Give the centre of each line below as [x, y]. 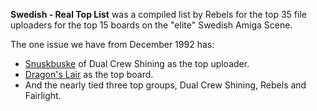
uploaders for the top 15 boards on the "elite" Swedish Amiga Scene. [151, 25]
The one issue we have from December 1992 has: [112, 44]
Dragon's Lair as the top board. [89, 74]
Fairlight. [43, 95]
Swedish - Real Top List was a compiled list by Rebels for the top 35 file [158, 14]
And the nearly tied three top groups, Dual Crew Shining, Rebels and [165, 85]
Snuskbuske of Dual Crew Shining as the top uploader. [137, 63]
